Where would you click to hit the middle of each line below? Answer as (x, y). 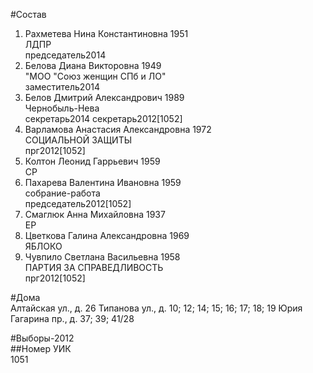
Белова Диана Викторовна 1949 (93, 65)
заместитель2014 (62, 87)
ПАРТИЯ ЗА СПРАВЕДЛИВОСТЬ (94, 267)
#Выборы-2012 (42, 338)
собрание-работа (62, 193)
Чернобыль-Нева (62, 108)
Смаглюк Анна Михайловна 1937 (95, 214)
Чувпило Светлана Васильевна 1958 (102, 257)
